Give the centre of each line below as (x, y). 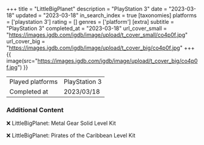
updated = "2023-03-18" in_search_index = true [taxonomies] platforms (106, 15)
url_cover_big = (26, 41)
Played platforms (34, 82)
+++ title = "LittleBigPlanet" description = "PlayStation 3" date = (87, 9)
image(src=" (22, 61)
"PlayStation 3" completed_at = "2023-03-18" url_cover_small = (87, 28)
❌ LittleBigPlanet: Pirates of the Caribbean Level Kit (71, 136)
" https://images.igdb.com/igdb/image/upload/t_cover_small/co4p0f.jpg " (97, 35)
